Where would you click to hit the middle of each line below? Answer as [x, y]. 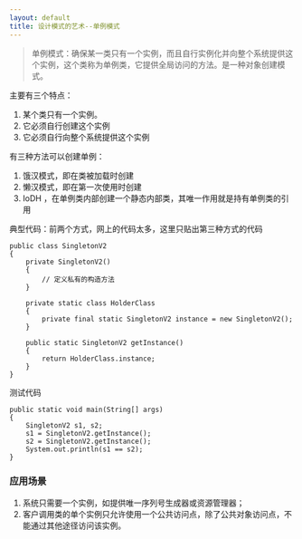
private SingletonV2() [68, 262]
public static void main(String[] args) [87, 409]
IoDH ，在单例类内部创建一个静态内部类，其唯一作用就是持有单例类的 [152, 198]
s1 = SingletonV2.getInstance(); [89, 433]
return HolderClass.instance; [99, 359]
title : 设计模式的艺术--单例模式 [65, 26]
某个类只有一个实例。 [62, 114]
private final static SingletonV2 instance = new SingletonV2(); [168, 319]
